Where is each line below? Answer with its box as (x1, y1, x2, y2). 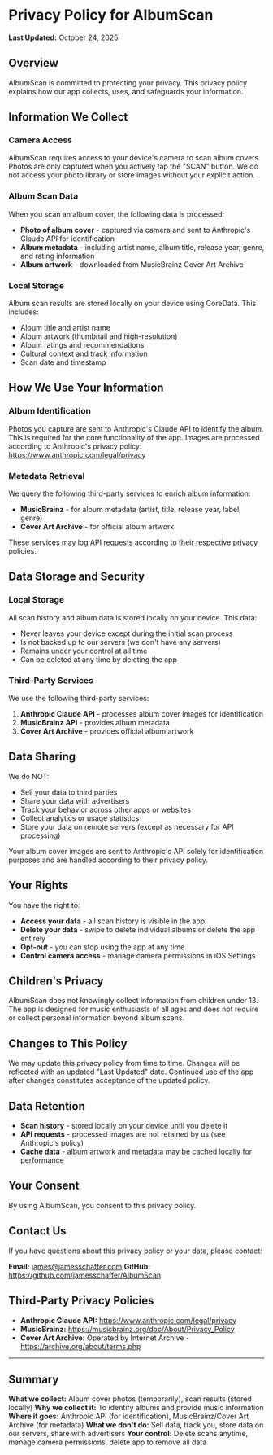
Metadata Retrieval (8, 470, 85, 481)
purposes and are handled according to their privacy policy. (8, 855, 209, 865)
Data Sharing (8, 750, 76, 764)
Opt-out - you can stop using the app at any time (19, 942, 185, 952)
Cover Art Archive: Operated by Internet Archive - (19, 1333, 189, 1343)
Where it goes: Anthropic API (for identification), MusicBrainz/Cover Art (8, 1411, 249, 1422)
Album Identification (8, 405, 92, 417)
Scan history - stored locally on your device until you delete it (19, 1121, 228, 1131)
